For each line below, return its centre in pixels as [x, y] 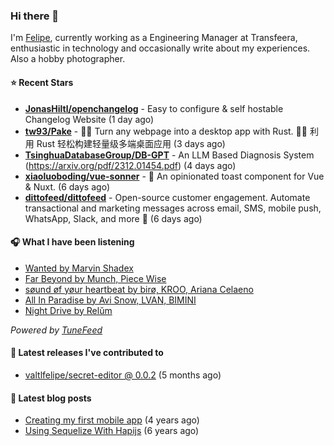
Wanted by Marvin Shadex [79, 268]
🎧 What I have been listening [72, 242]
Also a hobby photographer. [68, 59]
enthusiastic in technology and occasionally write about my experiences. [160, 48]
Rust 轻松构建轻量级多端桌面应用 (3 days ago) [131, 143]
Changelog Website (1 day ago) [89, 119]
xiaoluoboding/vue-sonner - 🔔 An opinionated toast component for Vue [174, 176]
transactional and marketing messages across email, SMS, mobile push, [173, 208]
